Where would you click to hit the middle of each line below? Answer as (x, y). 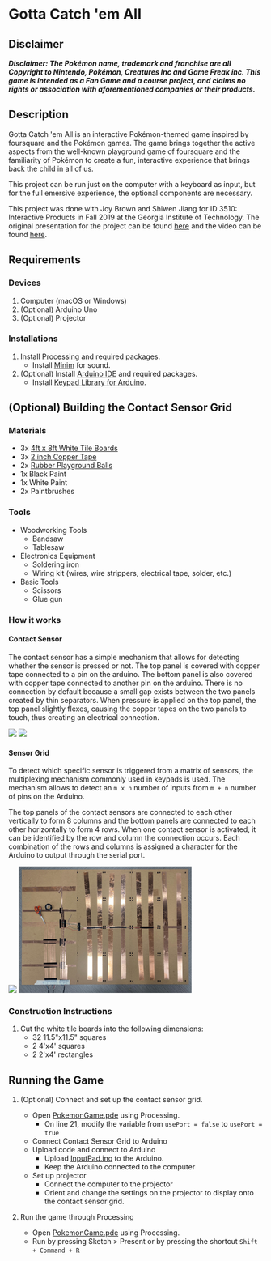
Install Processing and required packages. (90, 356)
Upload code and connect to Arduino (94, 1150)
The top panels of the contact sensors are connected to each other (120, 812)
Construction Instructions (60, 1012)
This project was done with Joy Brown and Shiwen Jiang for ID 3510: (123, 208)
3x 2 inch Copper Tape (58, 457)
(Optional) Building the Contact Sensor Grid (121, 408)
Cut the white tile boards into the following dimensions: (112, 1029)
